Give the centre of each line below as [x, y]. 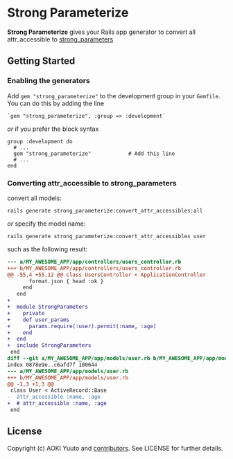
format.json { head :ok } [66, 281]
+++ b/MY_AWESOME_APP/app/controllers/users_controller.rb [94, 268]
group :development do [40, 141]
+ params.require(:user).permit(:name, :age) [82, 326]
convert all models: [35, 198]
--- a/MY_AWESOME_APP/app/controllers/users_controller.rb [94, 262]
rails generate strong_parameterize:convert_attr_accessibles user [107, 236]
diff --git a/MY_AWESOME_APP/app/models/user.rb [79, 359]
